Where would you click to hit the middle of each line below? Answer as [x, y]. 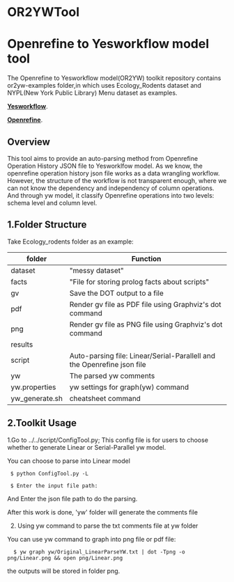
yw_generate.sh [37, 398]
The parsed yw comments [112, 375]
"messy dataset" [96, 270]
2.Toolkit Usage [42, 423]
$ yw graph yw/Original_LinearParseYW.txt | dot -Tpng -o [100, 552]
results [22, 344]
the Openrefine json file [108, 364]
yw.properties [33, 387]
